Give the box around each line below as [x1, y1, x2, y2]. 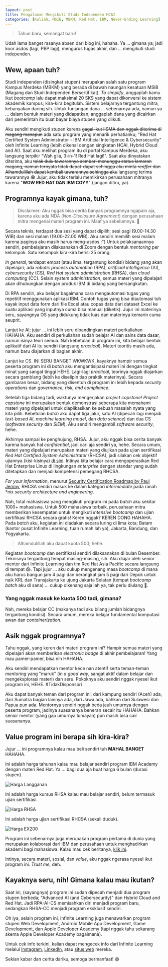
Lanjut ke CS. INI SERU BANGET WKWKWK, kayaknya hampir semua [5, 358, 147, 364]
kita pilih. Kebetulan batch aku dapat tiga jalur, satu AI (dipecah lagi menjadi [5, 411, 161, 416]
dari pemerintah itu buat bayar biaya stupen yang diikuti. [5, 116, 122, 122]
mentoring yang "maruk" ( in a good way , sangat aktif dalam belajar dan [5, 671, 153, 677]
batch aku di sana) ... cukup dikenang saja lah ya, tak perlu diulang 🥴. [5, 582, 149, 588]
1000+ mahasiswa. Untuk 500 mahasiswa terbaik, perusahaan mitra [5, 504, 145, 510]
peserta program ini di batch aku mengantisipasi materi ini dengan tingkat [5, 363, 158, 369]
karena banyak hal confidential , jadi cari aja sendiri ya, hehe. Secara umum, [5, 441, 161, 448]
